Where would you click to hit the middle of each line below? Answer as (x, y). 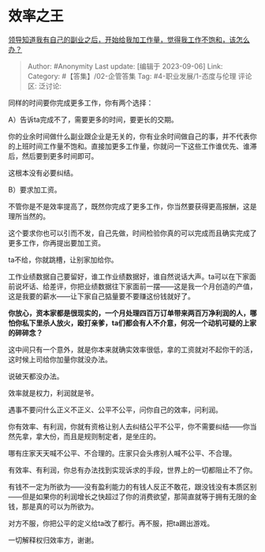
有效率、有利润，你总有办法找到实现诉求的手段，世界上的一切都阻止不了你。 (132, 470)
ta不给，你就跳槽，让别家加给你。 (63, 259)
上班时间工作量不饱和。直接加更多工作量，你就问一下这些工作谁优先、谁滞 (136, 146)
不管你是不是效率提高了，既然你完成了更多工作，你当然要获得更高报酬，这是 (132, 206)
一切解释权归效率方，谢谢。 (53, 540)
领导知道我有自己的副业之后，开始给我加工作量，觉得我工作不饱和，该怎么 (129, 39)
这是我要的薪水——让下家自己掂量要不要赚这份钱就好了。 (101, 296)
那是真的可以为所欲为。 (60, 506)
